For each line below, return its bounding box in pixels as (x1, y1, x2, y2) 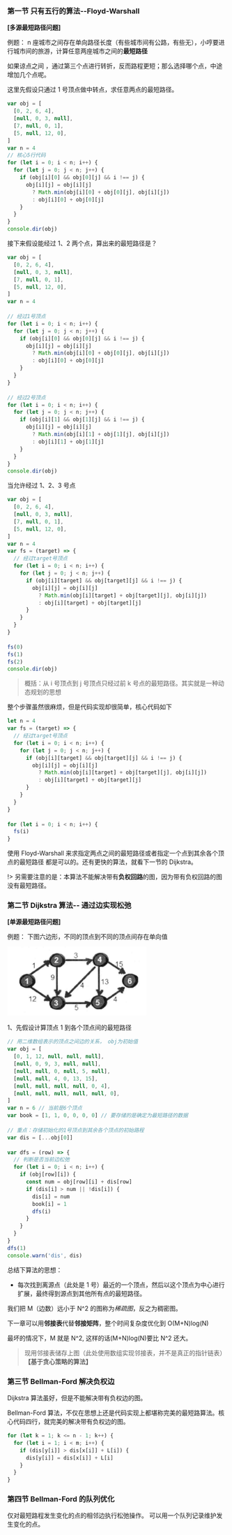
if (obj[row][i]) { (20, 1171, 77, 1179)
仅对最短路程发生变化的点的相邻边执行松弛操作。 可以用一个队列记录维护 (7, 1511, 217, 1520)
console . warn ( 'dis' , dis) (7, 1252, 82, 1259)
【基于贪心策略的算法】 (24, 1357, 92, 1366)
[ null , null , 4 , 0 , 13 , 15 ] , (13, 1075, 98, 1082)
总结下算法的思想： (7, 1265, 63, 1274)
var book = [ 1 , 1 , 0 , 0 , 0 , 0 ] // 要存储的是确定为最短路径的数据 (7, 1112, 188, 1119)
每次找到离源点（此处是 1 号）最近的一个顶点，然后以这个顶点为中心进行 (17, 1281, 225, 1289)
